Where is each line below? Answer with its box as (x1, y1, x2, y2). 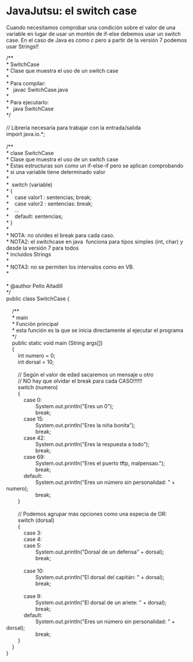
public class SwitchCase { (6, 295, 70, 302)
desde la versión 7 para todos (6, 244, 79, 251)
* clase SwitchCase (6, 149, 54, 156)
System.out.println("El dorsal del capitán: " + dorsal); (35, 573, 164, 580)
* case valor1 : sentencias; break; (6, 194, 92, 201)
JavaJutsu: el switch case (6, 4, 137, 18)
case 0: (23, 396, 42, 403)
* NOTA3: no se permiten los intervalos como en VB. (6, 263, 135, 271)
